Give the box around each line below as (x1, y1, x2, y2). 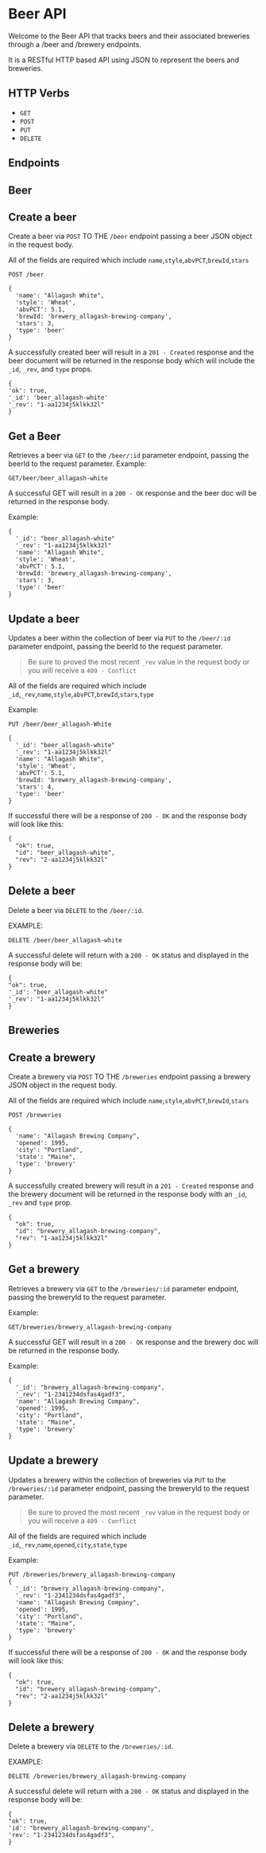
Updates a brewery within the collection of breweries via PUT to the (8, 1475, 226, 1484)
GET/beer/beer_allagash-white (8, 475, 109, 483)
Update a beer (8, 612, 79, 625)
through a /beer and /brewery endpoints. (8, 39, 141, 49)
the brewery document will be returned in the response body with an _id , (8, 1189, 248, 1199)
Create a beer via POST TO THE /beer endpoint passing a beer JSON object (8, 232, 253, 241)
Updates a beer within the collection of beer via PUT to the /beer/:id (8, 633, 231, 642)
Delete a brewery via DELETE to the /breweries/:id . (8, 1741, 174, 1751)
